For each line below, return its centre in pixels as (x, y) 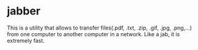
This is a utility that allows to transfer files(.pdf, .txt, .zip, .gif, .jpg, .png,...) (99, 28)
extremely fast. (26, 40)
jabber (24, 11)
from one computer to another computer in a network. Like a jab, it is (94, 34)
